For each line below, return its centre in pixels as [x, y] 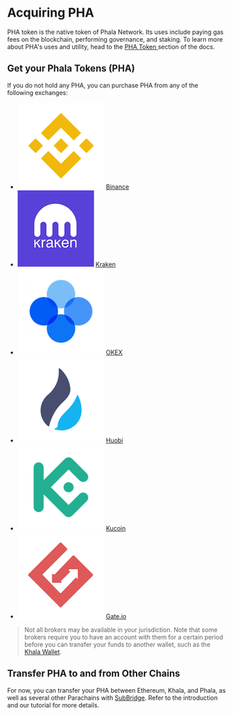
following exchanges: [37, 92]
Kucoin [116, 528]
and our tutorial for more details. [53, 705]
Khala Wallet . [43, 652]
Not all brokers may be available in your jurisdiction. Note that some [121, 630]
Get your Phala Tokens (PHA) [71, 68]
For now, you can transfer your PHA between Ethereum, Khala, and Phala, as [116, 690]
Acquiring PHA [51, 13]
